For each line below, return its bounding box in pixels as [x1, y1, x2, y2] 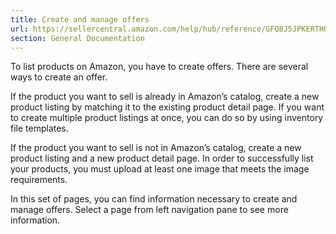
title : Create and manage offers [10, 14, 150, 25]
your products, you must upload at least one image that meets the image [10, 163, 310, 175]
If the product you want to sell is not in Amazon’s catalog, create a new [10, 142, 302, 154]
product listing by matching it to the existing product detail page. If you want [10, 101, 325, 113]
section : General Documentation [10, 33, 145, 43]
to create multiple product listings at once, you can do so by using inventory [10, 112, 324, 124]
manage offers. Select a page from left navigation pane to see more [10, 204, 289, 216]
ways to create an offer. [10, 71, 108, 83]
